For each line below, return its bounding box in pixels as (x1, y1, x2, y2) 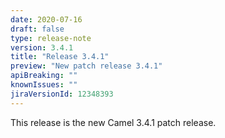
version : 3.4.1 (10, 42, 74, 53)
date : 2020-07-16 (10, 14, 83, 25)
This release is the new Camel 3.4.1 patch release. (10, 116, 217, 128)
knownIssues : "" (10, 80, 78, 90)
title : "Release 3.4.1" (10, 52, 110, 62)
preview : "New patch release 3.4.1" (10, 61, 163, 71)
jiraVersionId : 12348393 (10, 89, 114, 99)
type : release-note (10, 33, 92, 43)
